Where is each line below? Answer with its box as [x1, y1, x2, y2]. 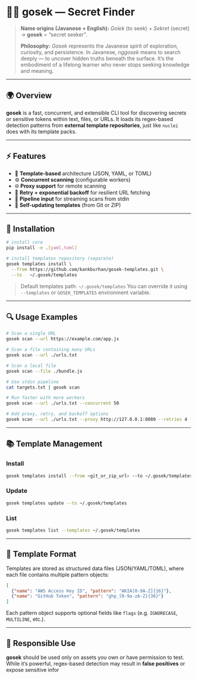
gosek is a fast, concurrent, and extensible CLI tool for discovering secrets [6, 109, 186, 116]
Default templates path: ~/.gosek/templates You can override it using [20, 282, 188, 290]
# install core [6, 239, 43, 246]
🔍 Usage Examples [6, 312, 78, 322]
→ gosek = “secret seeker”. [20, 31, 87, 38]
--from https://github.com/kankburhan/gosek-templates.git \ [11, 266, 164, 272]
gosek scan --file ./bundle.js [6, 368, 83, 374]
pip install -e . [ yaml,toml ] [6, 245, 77, 251]
